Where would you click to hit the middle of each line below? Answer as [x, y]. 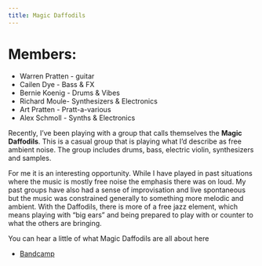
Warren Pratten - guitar [57, 76]
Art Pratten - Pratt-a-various [65, 109]
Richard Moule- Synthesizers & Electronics [89, 101]
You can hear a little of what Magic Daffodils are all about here [109, 238]
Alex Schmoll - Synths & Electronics [77, 118]
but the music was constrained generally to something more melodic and [126, 198]
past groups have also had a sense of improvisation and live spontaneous [127, 190]
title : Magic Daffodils [47, 15]
